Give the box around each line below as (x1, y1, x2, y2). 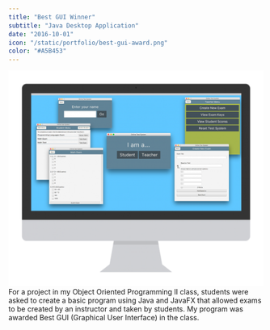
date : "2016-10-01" (8, 30, 74, 38)
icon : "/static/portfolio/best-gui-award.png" (8, 39, 168, 47)
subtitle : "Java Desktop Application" (8, 21, 139, 30)
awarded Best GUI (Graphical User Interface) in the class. (8, 312, 200, 322)
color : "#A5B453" (8, 47, 67, 56)
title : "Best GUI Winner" (8, 13, 95, 21)
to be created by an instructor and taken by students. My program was (8, 303, 244, 314)
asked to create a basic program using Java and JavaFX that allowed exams (8, 295, 262, 305)
